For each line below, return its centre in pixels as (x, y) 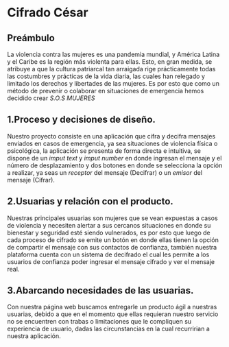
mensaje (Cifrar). (31, 180)
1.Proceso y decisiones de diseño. (82, 120)
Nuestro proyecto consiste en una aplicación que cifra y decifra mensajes (111, 136)
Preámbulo (31, 38)
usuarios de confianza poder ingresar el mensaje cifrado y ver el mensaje (111, 261)
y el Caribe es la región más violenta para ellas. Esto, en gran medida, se (110, 62)
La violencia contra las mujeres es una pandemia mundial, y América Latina (113, 54)
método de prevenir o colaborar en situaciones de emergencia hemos (106, 91)
